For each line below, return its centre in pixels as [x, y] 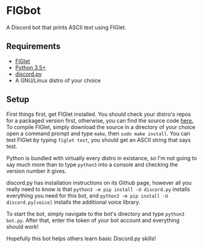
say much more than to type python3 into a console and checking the [92, 164]
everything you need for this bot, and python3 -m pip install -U [87, 195]
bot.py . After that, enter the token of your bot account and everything [93, 220]
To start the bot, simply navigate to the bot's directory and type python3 [95, 213]
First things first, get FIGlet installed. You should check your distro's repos [98, 114]
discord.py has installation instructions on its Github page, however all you [99, 183]
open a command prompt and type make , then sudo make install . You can [98, 133]
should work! [23, 226]
